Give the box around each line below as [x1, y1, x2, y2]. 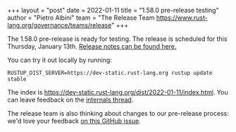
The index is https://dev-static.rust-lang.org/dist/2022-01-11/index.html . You [7, 88, 228, 96]
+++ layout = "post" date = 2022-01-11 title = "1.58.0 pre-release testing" [7, 6, 220, 14]
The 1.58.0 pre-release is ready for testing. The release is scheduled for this [7, 35, 228, 43]
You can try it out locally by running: [7, 56, 113, 64]
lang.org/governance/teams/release [7, 21, 112, 29]
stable [7, 76, 27, 83]
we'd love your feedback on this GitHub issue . [7, 116, 141, 125]
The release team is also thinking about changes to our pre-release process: [7, 109, 229, 117]
